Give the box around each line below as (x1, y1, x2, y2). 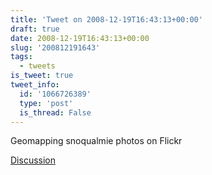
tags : (10, 52, 33, 62)
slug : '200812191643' (10, 42, 101, 53)
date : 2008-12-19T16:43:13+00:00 (10, 33, 150, 43)
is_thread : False (19, 107, 92, 118)
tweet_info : (10, 80, 60, 90)
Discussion (10, 154, 56, 166)
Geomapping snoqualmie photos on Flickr (10, 135, 183, 147)
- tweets (19, 61, 56, 71)
